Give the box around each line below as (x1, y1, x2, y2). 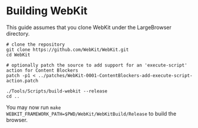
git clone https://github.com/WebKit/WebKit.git (6, 46, 129, 53)
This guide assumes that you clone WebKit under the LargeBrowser (6, 24, 172, 31)
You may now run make (6, 104, 61, 111)
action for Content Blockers (6, 67, 78, 73)
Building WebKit (6, 4, 88, 18)
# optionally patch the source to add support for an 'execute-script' (6, 62, 187, 68)
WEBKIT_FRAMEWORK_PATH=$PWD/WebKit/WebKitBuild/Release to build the (6, 110, 177, 117)
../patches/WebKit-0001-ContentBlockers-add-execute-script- (37, 72, 193, 78)
